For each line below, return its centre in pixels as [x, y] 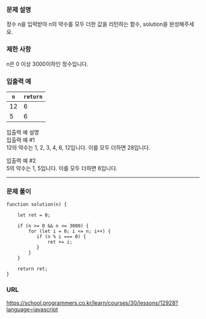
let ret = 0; [34, 215]
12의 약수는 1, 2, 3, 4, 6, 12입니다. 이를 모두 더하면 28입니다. [78, 147]
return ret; [32, 269]
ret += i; [60, 242]
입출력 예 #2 [21, 160]
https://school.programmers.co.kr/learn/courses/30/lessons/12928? [92, 303]
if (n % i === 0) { [61, 237]
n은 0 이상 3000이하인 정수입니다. [48, 64]
